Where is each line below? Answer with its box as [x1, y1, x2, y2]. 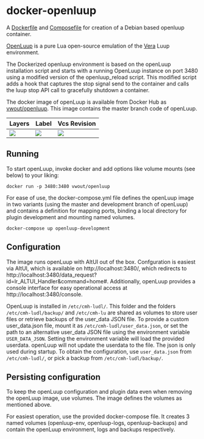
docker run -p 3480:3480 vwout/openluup [6, 183, 111, 189]
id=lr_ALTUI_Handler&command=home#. [6, 277, 109, 285]
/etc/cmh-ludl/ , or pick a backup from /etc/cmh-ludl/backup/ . [6, 354, 163, 361]
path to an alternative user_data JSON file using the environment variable [6, 328, 190, 336]
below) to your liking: [6, 172, 59, 179]
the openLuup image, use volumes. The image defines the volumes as [6, 394, 183, 402]
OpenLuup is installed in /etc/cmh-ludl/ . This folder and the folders [6, 302, 176, 310]
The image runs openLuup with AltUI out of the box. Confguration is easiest [6, 258, 196, 266]
